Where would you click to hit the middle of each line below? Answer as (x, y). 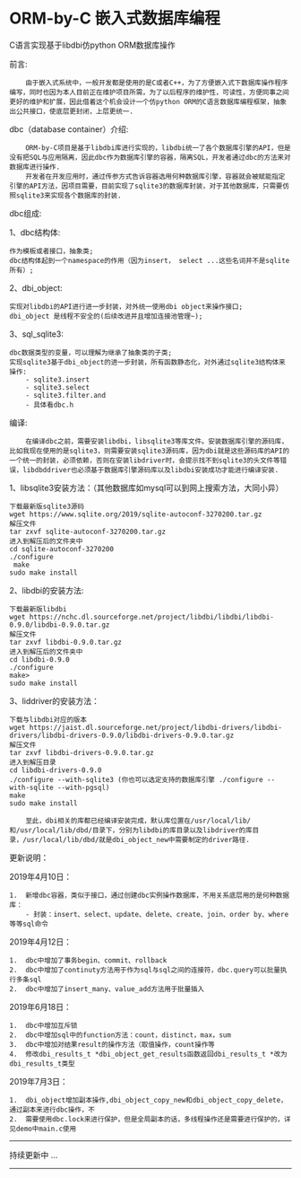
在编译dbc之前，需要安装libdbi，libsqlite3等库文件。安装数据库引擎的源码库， (157, 441)
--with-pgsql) (83, 787)
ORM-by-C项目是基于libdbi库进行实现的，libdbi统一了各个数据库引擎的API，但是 (158, 148)
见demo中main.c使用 (43, 1129)
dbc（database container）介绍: (69, 129)
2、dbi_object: (36, 287)
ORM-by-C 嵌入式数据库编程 (115, 18)
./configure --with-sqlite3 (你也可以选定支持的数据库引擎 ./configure (136, 779)
